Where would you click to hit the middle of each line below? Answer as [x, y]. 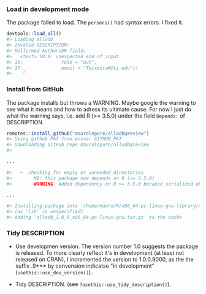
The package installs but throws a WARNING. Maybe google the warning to [101, 102]
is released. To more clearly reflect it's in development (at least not [100, 253]
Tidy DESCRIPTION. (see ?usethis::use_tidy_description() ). [93, 284]
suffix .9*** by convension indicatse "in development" [85, 266]
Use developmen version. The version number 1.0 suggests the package [107, 246]
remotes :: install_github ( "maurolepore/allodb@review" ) [78, 134]
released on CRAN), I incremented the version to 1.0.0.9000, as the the [105, 260]
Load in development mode [48, 9]
